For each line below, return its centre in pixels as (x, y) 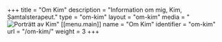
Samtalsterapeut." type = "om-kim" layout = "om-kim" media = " (99, 17)
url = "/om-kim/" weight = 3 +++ (53, 31)
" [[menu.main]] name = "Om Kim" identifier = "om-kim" (136, 24)
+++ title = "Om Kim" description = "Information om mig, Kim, (95, 10)
